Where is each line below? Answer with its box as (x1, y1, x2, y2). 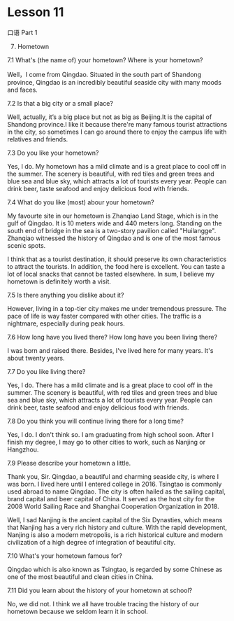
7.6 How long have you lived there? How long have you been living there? (7, 333, 218, 341)
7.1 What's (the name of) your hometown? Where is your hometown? (7, 55, 203, 64)
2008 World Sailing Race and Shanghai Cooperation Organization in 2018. (7, 502, 219, 510)
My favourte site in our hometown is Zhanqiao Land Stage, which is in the (7, 211, 219, 220)
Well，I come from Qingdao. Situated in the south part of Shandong (7, 70, 201, 78)
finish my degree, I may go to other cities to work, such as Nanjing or (7, 438, 206, 446)
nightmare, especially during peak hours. (7, 319, 126, 328)
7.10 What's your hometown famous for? (7, 551, 123, 560)
